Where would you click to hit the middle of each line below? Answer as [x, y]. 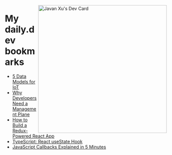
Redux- [20, 130]
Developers [24, 98]
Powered [22, 136]
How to [20, 120]
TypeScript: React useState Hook [47, 141]
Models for [24, 81]
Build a [20, 125]
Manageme [24, 109]
